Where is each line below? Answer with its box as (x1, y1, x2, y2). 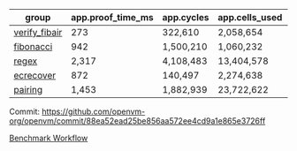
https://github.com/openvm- (42, 106, 146, 117)
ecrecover (13, 70, 57, 81)
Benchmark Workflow (9, 132, 88, 143)
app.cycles (162, 11, 209, 23)
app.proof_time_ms (70, 11, 155, 23)
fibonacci (13, 41, 53, 52)
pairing (13, 84, 43, 95)
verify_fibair (13, 26, 63, 38)
